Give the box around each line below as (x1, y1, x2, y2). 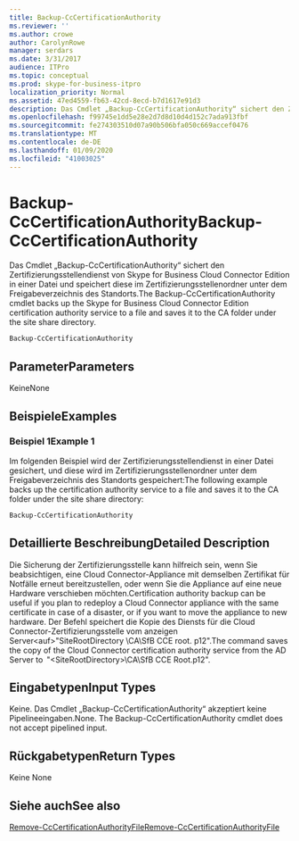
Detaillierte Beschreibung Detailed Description (9, 536, 270, 551)
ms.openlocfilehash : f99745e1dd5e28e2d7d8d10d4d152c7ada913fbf (9, 112, 249, 121)
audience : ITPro (9, 63, 69, 72)
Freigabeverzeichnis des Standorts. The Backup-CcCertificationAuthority (9, 288, 276, 299)
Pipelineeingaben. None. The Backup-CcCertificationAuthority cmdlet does (9, 713, 283, 724)
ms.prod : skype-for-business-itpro (9, 79, 141, 88)
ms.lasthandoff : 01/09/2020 (9, 146, 114, 154)
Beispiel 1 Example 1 (9, 435, 95, 447)
